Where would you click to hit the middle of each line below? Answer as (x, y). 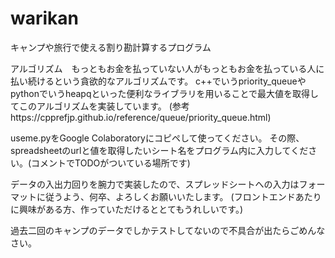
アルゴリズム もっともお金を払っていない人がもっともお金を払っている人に (167, 68)
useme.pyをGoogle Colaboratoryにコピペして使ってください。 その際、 (157, 138)
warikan (45, 18)
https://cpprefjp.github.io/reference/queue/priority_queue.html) (141, 117)
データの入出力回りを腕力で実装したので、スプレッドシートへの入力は (155, 184)
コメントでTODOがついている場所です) (111, 163)
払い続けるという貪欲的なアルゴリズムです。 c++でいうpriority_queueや (158, 81)
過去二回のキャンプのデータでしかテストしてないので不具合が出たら (150, 230)
